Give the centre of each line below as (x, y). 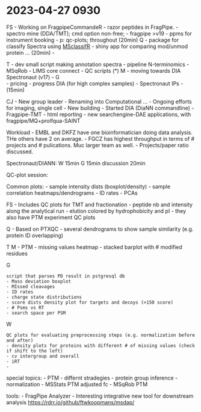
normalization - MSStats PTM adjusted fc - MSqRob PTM (77, 384)
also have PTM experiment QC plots (51, 217)
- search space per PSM (36, 313)
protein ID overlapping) (35, 235)
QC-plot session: (27, 174)
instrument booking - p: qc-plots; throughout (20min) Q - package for (93, 40)
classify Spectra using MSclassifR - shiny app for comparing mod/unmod (97, 46)
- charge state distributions (44, 297)
